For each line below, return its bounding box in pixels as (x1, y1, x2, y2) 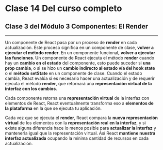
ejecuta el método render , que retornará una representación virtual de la (5, 81, 152, 86)
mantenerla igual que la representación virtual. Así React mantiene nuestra (5, 130, 156, 136)
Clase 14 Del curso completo (5, 3, 122, 14)
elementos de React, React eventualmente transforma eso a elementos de (5, 100, 154, 106)
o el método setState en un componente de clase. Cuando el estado (5, 71, 142, 76)
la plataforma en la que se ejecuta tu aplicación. (5, 105, 102, 111)
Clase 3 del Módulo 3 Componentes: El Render (5, 22, 148, 30)
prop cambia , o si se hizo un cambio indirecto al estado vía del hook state (5, 65, 155, 71)
